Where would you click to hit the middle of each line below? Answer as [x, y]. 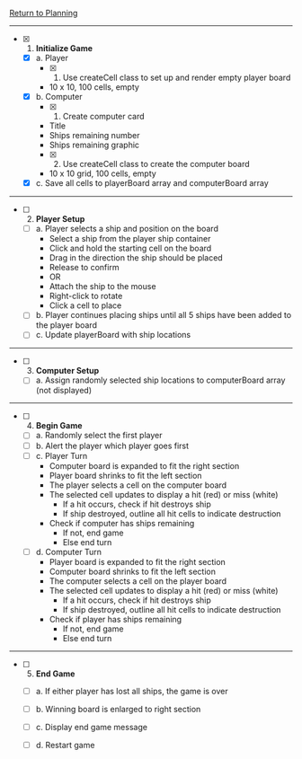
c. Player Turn [62, 455]
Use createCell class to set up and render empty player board [177, 78]
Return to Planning [44, 13]
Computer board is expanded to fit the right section [144, 465]
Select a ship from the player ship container [130, 239]
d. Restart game [65, 745]
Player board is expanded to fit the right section [138, 561]
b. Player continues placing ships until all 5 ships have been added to [164, 315]
